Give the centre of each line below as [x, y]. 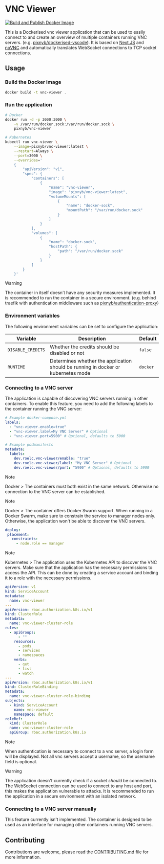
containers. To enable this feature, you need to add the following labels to [79, 404]
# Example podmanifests [29, 445]
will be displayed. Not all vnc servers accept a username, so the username [80, 756]
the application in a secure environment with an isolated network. [71, 796]
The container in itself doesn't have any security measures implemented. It [80, 293]
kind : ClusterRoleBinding [31, 687]
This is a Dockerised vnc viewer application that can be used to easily [75, 32]
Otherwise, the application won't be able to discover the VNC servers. [75, 521]
